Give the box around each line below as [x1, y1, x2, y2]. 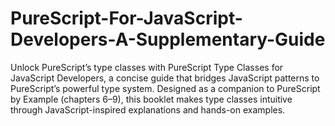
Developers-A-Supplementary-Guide [10, 28, 326, 51]
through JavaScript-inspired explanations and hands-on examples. [10, 103, 286, 116]
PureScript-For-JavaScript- [10, 7, 243, 30]
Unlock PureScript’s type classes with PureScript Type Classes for [10, 61, 284, 73]
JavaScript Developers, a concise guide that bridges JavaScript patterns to [10, 72, 320, 84]
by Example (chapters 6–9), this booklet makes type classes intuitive [10, 93, 293, 105]
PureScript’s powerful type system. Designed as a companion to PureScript [10, 82, 321, 94]
